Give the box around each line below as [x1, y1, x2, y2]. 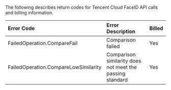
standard [106, 76, 128, 83]
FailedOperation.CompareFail [8, 40, 78, 47]
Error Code [8, 25, 35, 32]
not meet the [106, 64, 137, 70]
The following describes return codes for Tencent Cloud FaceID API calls [5, 5, 158, 10]
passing [106, 70, 126, 77]
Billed [149, 25, 163, 32]
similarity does [106, 58, 141, 64]
